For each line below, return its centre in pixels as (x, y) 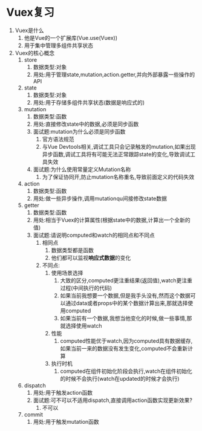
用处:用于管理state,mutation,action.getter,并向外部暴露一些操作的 (114, 74)
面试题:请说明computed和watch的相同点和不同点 (94, 235)
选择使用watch (84, 326)
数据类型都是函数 (72, 250)
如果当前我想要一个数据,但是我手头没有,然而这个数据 (125, 295)
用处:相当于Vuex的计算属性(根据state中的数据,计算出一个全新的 (112, 220)
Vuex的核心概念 (35, 53)
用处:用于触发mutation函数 (66, 421)
